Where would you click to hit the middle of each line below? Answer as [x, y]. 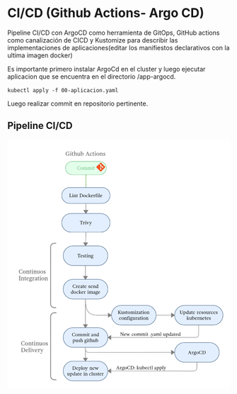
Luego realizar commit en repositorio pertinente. [78, 103]
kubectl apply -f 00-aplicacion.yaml [63, 90]
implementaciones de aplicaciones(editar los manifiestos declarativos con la [118, 47]
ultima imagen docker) [40, 55]
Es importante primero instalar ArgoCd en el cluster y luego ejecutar [106, 69]
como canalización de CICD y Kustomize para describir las [93, 40]
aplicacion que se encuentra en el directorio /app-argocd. [92, 77]
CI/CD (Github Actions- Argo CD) [106, 13]
